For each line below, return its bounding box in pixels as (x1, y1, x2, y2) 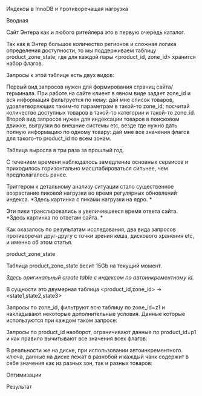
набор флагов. (6, 60, 44, 67)
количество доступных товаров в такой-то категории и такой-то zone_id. (6, 109, 195, 116)
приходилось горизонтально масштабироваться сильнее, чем (6, 165, 168, 172)
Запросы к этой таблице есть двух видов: (6, 72, 115, 78)
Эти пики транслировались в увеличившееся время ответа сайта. (6, 207, 178, 215)
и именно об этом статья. (6, 239, 73, 246)
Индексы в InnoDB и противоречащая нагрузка (6, 5, 128, 12)
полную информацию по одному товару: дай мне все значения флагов (6, 129, 190, 135)
